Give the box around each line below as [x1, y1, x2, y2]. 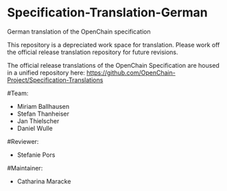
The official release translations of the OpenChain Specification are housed [7, 61, 219, 69]
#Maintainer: [7, 164, 43, 172]
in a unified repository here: [7, 68, 86, 77]
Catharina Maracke [16, 177, 71, 186]
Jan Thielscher [16, 116, 60, 125]
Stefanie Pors [16, 151, 56, 159]
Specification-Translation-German [7, 5, 208, 21]
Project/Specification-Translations [7, 75, 104, 84]
